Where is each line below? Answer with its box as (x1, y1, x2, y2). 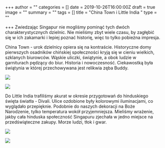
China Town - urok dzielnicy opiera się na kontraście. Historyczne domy (5, 44, 152, 50)
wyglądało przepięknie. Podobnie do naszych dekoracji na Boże (5, 103, 135, 109)
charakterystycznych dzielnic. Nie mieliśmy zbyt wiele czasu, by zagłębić (5, 30, 155, 35)
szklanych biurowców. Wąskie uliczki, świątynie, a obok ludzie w (5, 55, 137, 60)
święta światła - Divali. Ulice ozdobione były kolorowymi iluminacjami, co (5, 98, 153, 104)
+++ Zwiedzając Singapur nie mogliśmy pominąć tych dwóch (5, 24, 130, 30)
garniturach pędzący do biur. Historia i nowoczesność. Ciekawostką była (5, 60, 153, 65)
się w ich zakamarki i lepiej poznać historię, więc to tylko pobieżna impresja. (5, 34, 161, 40)
